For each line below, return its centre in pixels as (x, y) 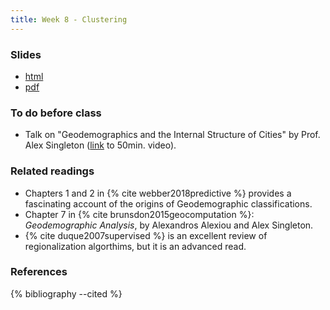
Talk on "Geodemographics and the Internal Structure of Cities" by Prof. (172, 135)
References (39, 272)
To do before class (56, 113)
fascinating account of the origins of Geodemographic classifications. (168, 203)
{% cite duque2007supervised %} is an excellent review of (146, 235)
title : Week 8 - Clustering (69, 19)
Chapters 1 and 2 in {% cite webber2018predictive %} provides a (158, 193)
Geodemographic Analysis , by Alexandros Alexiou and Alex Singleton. (169, 225)
